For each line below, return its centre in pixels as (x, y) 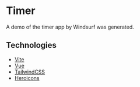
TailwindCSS (30, 72)
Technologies (32, 45)
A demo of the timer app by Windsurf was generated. (70, 27)
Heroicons (27, 78)
